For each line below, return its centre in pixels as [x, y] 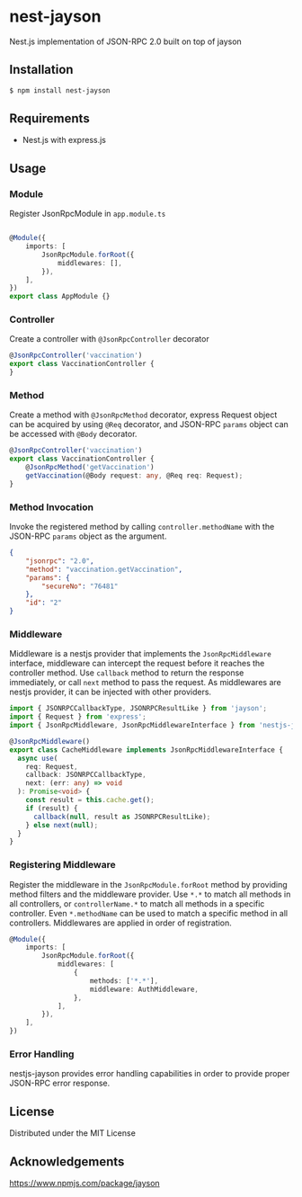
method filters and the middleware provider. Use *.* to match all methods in [150, 894]
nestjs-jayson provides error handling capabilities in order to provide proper [150, 1074]
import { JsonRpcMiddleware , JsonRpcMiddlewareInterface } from [132, 726]
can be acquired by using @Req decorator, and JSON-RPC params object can [149, 424]
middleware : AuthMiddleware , [144, 989]
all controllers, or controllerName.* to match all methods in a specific [137, 903]
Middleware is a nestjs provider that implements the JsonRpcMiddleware [140, 654]
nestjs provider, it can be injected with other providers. [111, 692]
